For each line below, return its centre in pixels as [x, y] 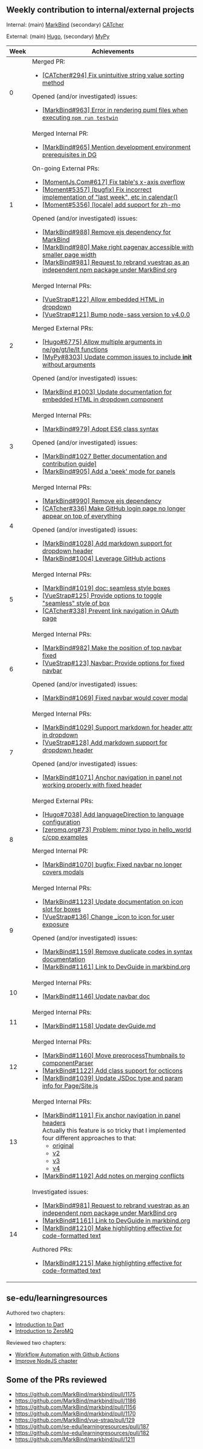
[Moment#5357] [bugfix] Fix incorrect [97, 189]
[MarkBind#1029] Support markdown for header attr [117, 727]
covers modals [63, 872]
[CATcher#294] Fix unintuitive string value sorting [113, 75]
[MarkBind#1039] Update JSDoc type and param [112, 1078]
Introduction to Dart [40, 1324]
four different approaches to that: [89, 1138]
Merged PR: [49, 61]
